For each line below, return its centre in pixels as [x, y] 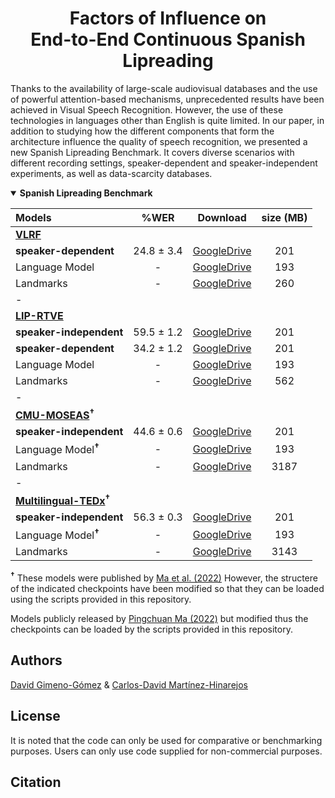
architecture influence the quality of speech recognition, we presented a [159, 141]
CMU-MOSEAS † [55, 414]
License [35, 716]
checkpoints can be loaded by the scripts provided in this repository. [151, 629]
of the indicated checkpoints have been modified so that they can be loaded [167, 588]
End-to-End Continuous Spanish [168, 39]
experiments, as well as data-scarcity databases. [111, 173]
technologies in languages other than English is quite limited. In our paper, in [167, 120]
